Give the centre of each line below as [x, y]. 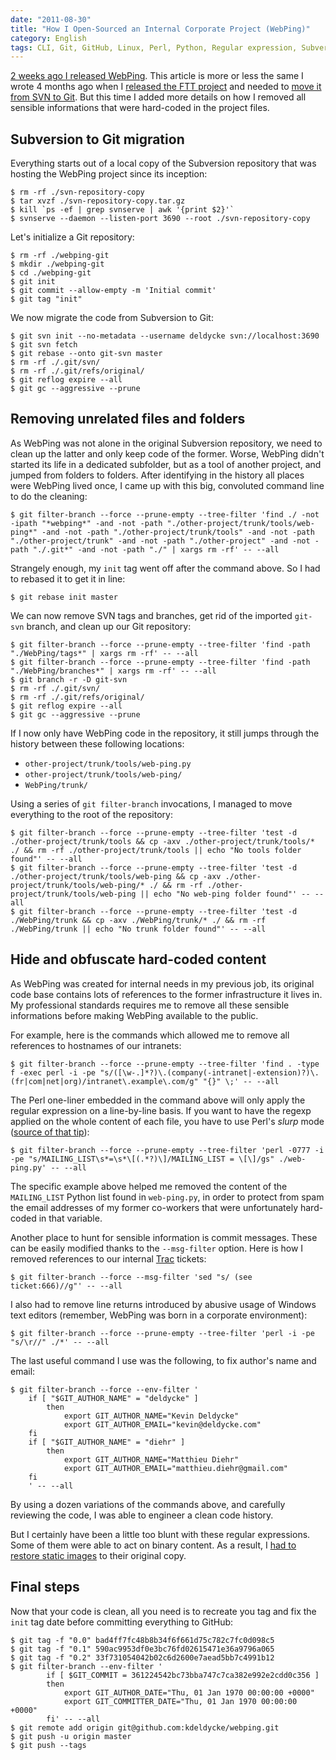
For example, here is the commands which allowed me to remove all [150, 1035]
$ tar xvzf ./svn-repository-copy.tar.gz [98, 201]
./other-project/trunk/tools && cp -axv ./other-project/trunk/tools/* [162, 841]
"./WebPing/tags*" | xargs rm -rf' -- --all [104, 653]
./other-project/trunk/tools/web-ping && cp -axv [116, 876]
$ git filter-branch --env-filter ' [86, 1666]
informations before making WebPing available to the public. [134, 1015]
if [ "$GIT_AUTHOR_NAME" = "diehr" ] [107, 1442]
